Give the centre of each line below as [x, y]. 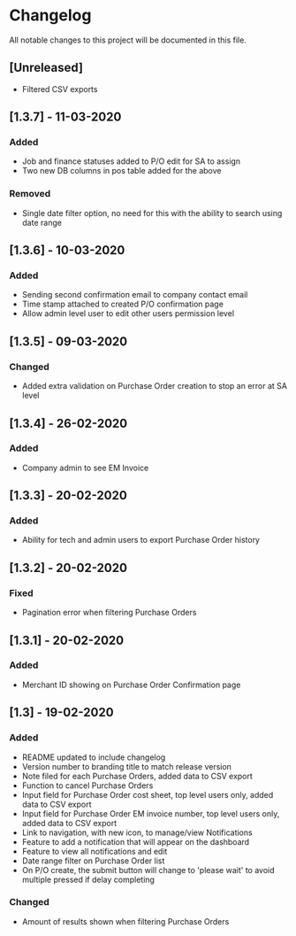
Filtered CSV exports [60, 89]
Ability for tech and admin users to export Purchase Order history [141, 540]
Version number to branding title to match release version [127, 766]
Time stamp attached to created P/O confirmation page [122, 304]
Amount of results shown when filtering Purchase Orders [125, 921]
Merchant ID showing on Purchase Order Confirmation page [131, 685]
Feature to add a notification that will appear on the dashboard [136, 841]
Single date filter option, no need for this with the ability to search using [152, 213]
